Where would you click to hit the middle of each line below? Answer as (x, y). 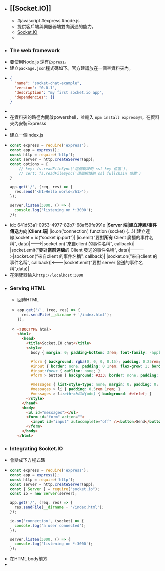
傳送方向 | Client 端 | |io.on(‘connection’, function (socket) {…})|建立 (78, 231)
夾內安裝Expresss (28, 124)
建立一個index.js (27, 135)
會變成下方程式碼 (27, 460)
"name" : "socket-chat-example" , (48, 83)
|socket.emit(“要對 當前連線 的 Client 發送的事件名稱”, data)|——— (77, 250)
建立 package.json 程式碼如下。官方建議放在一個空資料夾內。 (71, 68)
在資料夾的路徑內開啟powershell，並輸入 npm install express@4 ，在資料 (84, 117)
